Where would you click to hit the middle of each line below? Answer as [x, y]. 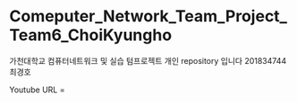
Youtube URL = [37, 90]
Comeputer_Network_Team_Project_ [148, 16]
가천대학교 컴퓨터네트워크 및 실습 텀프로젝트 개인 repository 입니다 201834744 [148, 60]
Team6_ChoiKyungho [91, 35]
